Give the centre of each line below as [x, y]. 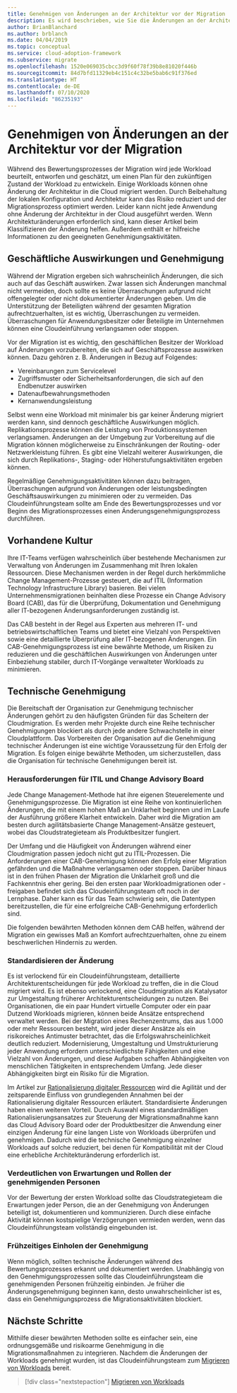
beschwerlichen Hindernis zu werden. [62, 942]
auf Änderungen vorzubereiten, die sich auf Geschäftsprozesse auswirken [115, 349]
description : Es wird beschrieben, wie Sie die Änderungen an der [107, 21]
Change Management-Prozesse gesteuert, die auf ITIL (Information [105, 580]
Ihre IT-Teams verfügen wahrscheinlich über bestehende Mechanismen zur [117, 558]
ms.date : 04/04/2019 [38, 40]
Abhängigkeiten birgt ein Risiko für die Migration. [78, 1073]
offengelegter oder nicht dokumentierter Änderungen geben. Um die [107, 298]
